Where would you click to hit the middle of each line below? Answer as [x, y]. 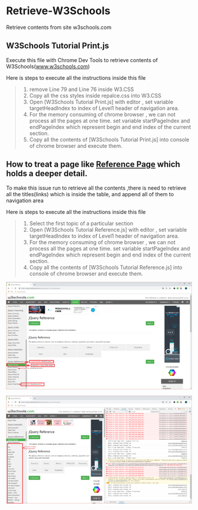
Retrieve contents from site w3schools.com [59, 27]
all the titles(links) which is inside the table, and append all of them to [90, 194]
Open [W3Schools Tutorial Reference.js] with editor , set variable [108, 229]
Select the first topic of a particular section [81, 223]
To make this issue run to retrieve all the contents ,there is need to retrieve [96, 188]
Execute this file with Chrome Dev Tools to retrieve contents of [82, 60]
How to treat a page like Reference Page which [93, 165]
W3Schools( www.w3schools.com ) [48, 66]
